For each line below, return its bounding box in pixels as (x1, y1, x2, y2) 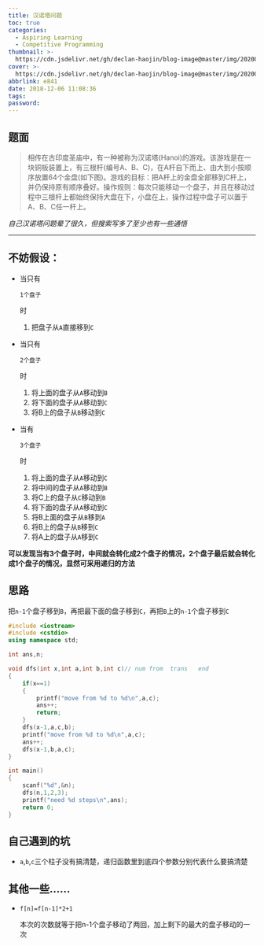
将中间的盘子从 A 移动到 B (31, 482, 108, 492)
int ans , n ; (8, 651, 44, 659)
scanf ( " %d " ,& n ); (22, 782, 76, 789)
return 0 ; (22, 804, 55, 811)
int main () (8, 767, 44, 775)
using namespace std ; (8, 637, 79, 645)
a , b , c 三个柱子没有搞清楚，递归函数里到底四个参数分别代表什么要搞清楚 (19, 857, 248, 867)
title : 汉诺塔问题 (8, 11, 63, 20)
